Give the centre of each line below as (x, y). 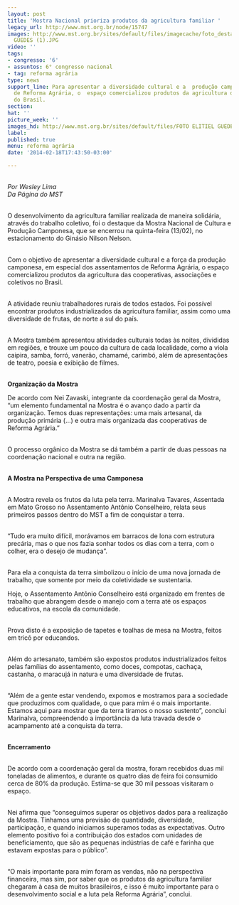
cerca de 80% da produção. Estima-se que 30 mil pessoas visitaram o (111, 783)
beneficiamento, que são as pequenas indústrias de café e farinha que (111, 842)
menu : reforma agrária (41, 146)
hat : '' (19, 113)
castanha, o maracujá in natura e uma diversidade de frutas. (95, 674)
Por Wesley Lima (32, 187)
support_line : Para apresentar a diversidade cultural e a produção (113, 87)
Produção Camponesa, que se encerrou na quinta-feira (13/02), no (105, 231)
